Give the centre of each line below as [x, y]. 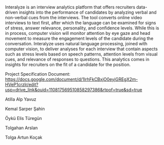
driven [12, 12]
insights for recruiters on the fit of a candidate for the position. [68, 64]
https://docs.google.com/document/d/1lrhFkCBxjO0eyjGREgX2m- [71, 79]
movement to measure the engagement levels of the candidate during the [79, 38]
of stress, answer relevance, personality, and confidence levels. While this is [82, 28]
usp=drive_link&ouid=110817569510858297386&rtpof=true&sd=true [74, 90]
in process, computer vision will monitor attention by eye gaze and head [78, 33]
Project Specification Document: [38, 74]
